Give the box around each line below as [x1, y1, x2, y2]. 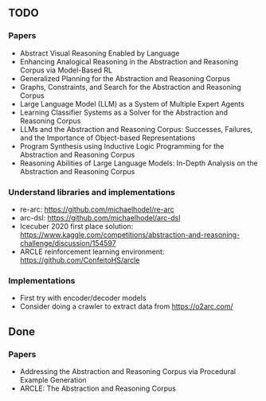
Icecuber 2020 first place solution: [19, 221, 134, 231]
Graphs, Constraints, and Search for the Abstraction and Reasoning [19, 82, 241, 91]
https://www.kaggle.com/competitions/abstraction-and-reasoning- [19, 230, 241, 239]
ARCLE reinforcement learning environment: [19, 247, 165, 256]
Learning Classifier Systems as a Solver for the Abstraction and [19, 107, 229, 117]
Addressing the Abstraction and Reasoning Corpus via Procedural [19, 366, 237, 376]
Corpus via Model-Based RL [19, 65, 113, 75]
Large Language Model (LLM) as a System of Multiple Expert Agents [19, 99, 244, 108]
